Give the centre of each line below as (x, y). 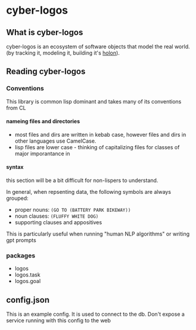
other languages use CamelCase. (56, 141)
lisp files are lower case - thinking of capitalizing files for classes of (97, 147)
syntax (15, 167)
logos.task (27, 275)
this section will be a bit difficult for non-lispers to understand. (82, 180)
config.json (28, 300)
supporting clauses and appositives (58, 222)
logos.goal (28, 281)
